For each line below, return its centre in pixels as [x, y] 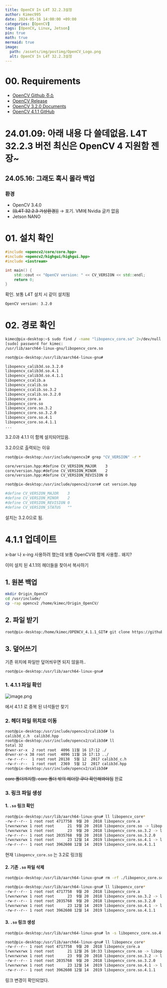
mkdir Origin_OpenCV [27, 594]
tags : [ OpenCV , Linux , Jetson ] [38, 28]
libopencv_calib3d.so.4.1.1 [34, 376]
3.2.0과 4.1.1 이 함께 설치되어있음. [38, 437]
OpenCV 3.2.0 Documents [39, 106]
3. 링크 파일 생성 [24, 793]
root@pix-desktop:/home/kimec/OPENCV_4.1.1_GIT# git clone [68, 632]
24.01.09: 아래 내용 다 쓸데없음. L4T [76, 133]
